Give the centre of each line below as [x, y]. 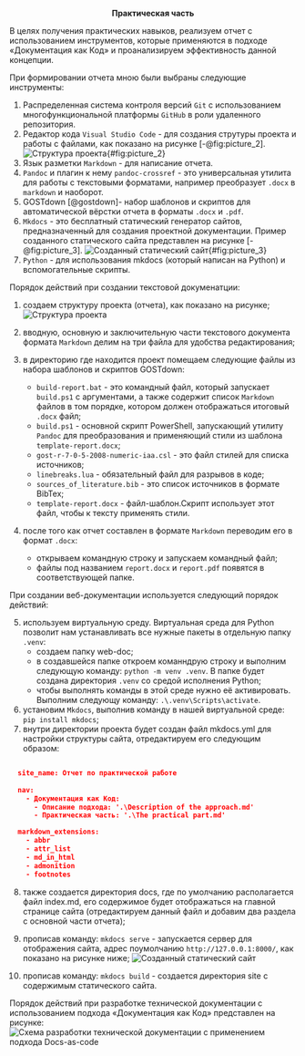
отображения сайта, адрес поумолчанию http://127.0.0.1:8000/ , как [158, 948]
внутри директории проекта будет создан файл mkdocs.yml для [147, 729]
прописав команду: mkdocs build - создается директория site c [145, 976]
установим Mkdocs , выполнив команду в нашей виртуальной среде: [153, 709]
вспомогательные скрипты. [76, 269]
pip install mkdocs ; [61, 719]
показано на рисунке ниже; [76, 958]
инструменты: [37, 87]
